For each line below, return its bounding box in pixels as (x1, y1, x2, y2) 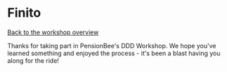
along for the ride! (7, 56, 60, 64)
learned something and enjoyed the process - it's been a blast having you (7, 49, 221, 57)
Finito (7, 5, 41, 21)
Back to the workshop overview (7, 28, 99, 36)
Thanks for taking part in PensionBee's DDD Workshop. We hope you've (7, 41, 216, 50)
